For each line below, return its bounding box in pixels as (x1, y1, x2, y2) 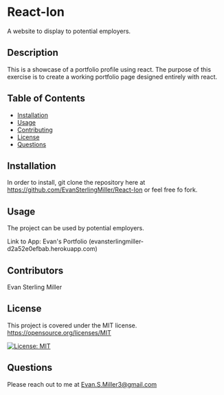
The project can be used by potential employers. (7, 224, 144, 232)
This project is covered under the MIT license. (7, 321, 137, 330)
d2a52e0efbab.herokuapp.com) (7, 245, 98, 253)
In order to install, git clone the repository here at (7, 179, 146, 187)
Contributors (7, 265, 64, 276)
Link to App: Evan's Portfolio (7, 237, 87, 245)
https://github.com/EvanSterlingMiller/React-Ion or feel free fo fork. (7, 185, 198, 194)
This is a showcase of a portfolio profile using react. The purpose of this (7, 65, 212, 73)
